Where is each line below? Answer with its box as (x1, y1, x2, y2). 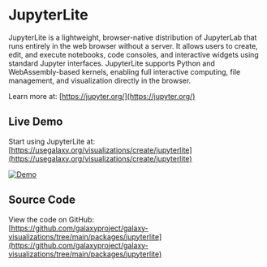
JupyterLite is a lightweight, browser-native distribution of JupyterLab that (8, 32, 257, 42)
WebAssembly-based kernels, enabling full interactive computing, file (8, 67, 241, 76)
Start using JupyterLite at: (8, 136, 96, 146)
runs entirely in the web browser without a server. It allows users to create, (8, 41, 258, 50)
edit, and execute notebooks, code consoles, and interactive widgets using (8, 50, 260, 59)
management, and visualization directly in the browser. (8, 75, 192, 85)
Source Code (8, 193, 75, 207)
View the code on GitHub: (8, 214, 95, 224)
